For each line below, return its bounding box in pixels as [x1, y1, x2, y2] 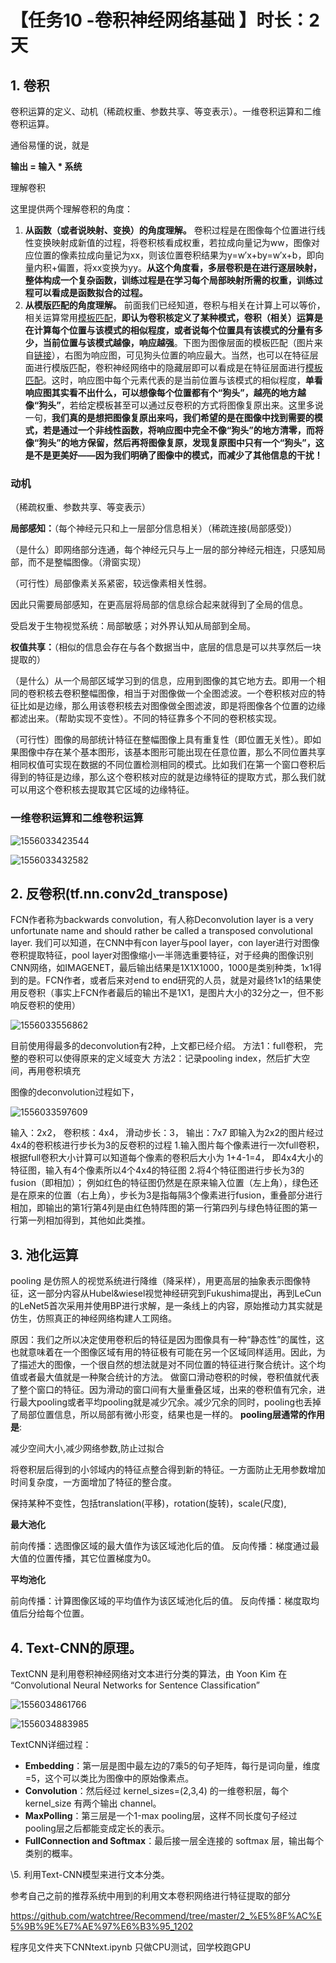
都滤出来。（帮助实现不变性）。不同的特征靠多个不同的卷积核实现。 [10, 712, 282, 725]
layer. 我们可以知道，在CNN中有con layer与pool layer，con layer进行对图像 [10, 937, 320, 949]
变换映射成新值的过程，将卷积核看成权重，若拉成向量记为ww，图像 [33, 237, 312, 248]
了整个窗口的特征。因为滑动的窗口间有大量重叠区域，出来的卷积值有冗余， [10, 1384, 317, 1396]
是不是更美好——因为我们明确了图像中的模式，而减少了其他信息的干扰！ [24, 449, 323, 461]
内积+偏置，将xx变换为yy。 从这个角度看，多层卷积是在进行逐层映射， [33, 262, 323, 273]
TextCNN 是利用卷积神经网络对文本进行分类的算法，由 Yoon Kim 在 [10, 1668, 288, 1680]
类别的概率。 [24, 1847, 78, 1860]
